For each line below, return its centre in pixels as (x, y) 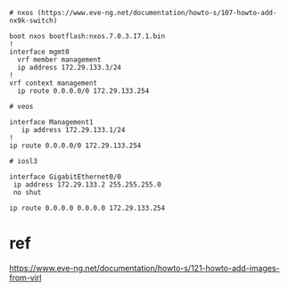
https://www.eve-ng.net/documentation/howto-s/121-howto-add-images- (144, 268)
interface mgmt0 (39, 52)
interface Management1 (51, 122)
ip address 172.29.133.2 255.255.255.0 (87, 185)
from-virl (25, 278)
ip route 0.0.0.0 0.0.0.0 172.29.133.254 (87, 208)
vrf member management (59, 60)
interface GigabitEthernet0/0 (66, 177)
